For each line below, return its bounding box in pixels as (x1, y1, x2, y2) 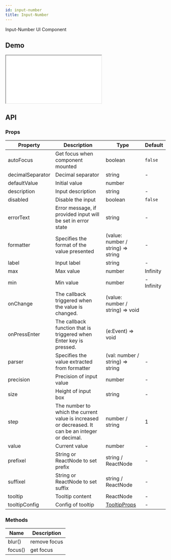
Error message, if (55, 205, 97, 211)
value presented (55, 248, 94, 255)
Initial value (55, 180, 82, 186)
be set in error (55, 217, 89, 224)
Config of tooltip (55, 501, 94, 508)
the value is (55, 303, 83, 310)
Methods (5, 516, 28, 523)
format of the (55, 241, 87, 248)
